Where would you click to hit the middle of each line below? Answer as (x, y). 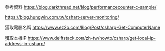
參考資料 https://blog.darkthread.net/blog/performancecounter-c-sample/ (81, 7)
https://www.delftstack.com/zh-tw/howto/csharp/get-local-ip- (91, 38)
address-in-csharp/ (25, 43)
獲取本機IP (16, 38)
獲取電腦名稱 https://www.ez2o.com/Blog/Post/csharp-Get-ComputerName (83, 27)
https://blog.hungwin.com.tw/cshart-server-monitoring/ (62, 17)
